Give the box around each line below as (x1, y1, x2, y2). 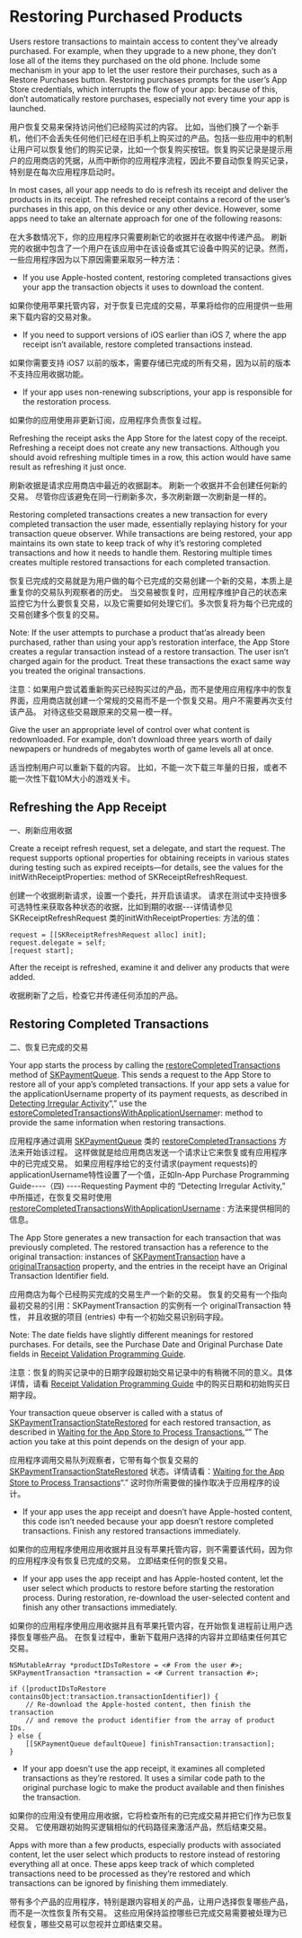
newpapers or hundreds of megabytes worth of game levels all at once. (9, 743, 274, 754)
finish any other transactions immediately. (22, 1602, 178, 1613)
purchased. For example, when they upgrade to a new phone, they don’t (9, 45, 277, 56)
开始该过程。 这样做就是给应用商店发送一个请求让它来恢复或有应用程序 (24, 1146, 288, 1157)
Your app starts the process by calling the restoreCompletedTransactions (9, 1059, 281, 1071)
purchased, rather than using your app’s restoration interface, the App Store (9, 636, 290, 647)
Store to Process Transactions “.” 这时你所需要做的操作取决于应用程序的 (9, 1477, 272, 1488)
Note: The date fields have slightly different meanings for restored (9, 1329, 253, 1340)
